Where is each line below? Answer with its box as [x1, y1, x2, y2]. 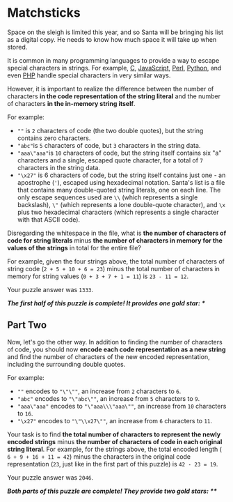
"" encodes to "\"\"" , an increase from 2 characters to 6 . [17, 387, 182, 395]
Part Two [7, 319, 47, 331]
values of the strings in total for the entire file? [7, 243, 141, 252]
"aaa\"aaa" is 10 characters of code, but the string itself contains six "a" [17, 149, 222, 157]
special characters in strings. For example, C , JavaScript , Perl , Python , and [7, 63, 222, 72]
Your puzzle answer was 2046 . [7, 473, 94, 482]
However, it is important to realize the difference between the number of [7, 84, 214, 93]
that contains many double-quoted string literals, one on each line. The [17, 185, 221, 194]
